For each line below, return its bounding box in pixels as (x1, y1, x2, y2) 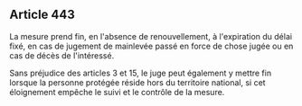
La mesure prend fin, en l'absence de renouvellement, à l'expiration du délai (9, 31, 292, 41)
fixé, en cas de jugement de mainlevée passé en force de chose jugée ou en (9, 40, 294, 51)
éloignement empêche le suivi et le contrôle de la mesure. (9, 86, 225, 97)
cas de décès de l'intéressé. (9, 49, 115, 61)
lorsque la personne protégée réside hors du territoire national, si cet (9, 76, 266, 88)
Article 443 (9, 7, 75, 22)
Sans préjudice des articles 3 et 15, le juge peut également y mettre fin (9, 67, 272, 78)
